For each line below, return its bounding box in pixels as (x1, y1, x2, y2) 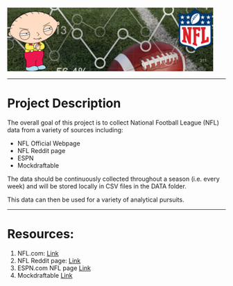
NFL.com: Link (17, 249, 59, 257)
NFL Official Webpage (17, 139, 81, 148)
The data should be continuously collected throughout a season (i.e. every (7, 175, 220, 183)
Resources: (7, 226, 74, 242)
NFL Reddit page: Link (17, 256, 81, 265)
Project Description (7, 96, 121, 111)
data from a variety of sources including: (7, 125, 123, 134)
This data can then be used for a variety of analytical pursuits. (7, 195, 185, 204)
